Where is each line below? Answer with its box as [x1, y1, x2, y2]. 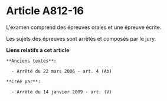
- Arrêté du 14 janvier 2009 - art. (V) [11, 89, 112, 95]
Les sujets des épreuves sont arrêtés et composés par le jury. [6, 35, 156, 42]
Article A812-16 [6, 4, 84, 18]
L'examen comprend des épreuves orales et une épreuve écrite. [6, 24, 162, 31]
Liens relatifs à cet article [6, 46, 70, 54]
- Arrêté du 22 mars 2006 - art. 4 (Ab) [11, 68, 112, 74]
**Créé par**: [6, 79, 41, 84]
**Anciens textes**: [6, 58, 57, 64]
